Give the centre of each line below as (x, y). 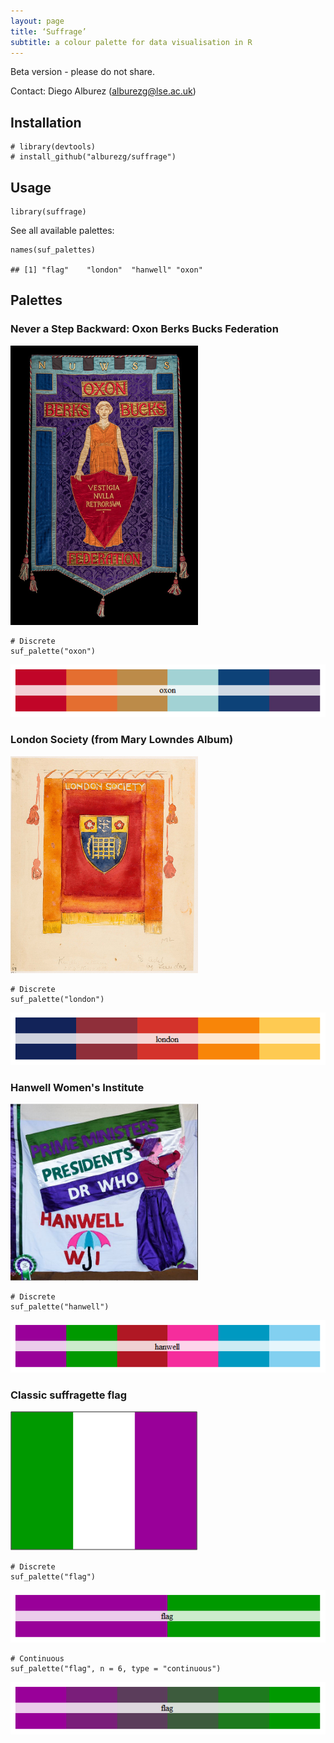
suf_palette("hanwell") (60, 1306)
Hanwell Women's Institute (77, 1087)
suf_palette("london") (57, 999)
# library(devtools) (53, 147)
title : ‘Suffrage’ (48, 31)
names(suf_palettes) (53, 250)
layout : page (37, 21)
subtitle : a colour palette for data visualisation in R (131, 42)
